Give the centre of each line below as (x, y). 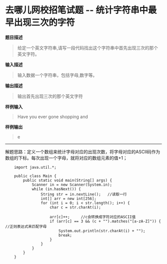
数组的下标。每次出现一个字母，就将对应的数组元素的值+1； (66, 158)
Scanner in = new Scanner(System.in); (72, 185)
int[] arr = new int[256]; (69, 198)
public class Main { (35, 176)
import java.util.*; (35, 167)
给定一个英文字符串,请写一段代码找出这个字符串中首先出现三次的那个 (87, 48)
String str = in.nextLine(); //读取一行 (84, 194)
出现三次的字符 (45, 23)
